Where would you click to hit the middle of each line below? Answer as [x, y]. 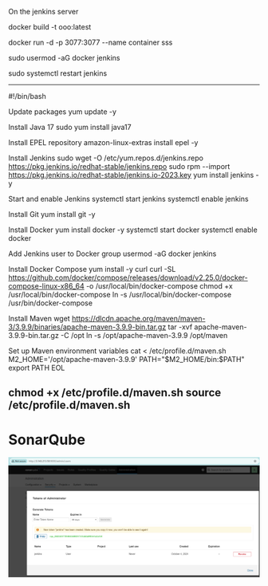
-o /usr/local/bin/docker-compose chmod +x [160, 286]
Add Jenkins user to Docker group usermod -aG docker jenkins [112, 254]
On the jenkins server [43, 12]
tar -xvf [180, 327]
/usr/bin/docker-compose [51, 303]
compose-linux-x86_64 [47, 286]
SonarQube [47, 440]
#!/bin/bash [27, 96]
